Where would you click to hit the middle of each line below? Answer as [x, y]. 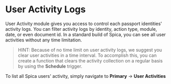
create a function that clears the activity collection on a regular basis [90, 60]
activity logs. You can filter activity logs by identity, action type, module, [81, 29]
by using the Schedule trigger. [50, 66]
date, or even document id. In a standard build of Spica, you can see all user [86, 34]
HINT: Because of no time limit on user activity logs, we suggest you [90, 50]
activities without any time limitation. [44, 40]
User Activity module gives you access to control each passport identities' [84, 24]
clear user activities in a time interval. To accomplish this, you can [87, 55]
